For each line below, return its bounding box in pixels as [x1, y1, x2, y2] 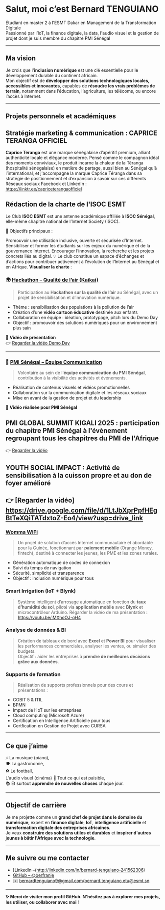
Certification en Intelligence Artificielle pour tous [12, 718, 111, 723]
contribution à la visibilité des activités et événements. [17, 375, 127, 381]
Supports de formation [5, 671, 61, 678]
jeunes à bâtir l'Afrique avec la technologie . [5, 835, 96, 841]
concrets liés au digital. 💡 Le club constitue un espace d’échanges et [5, 253, 144, 259]
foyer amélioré [5, 479, 51, 487]
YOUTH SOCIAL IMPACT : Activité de [5, 463, 120, 472]
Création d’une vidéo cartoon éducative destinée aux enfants [12, 309, 138, 315]
